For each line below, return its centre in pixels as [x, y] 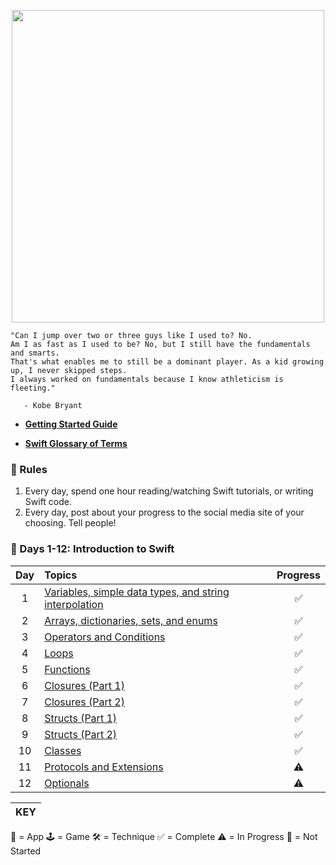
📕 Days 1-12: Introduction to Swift [92, 549]
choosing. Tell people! [70, 523]
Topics [61, 575]
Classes [63, 750]
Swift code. [48, 502]
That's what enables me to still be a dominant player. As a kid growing [167, 362]
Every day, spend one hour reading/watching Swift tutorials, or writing [169, 491]
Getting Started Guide [71, 424]
